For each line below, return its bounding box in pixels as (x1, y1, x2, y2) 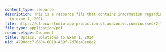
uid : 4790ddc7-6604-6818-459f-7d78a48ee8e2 (5, 40, 96, 45)
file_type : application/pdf (5, 26, 63, 31)
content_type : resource (5, 7, 54, 12)
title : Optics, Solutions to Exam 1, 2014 (5, 35, 94, 40)
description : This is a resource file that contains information (5, 12, 142, 17)
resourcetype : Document (5, 30, 54, 35)
